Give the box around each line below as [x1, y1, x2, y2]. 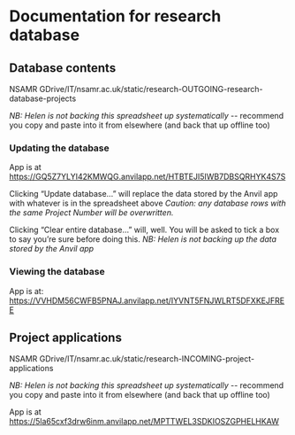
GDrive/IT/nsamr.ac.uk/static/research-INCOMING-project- [39, 353, 254, 364]
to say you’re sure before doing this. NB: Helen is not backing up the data [9, 234, 276, 245]
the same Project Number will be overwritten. [9, 207, 174, 218]
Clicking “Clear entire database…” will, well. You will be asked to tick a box [9, 224, 280, 236]
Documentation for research [9, 6, 222, 27]
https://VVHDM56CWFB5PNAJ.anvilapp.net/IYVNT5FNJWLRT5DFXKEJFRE [9, 295, 285, 306]
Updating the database [9, 142, 110, 154]
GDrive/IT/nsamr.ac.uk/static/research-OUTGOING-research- [39, 84, 263, 94]
